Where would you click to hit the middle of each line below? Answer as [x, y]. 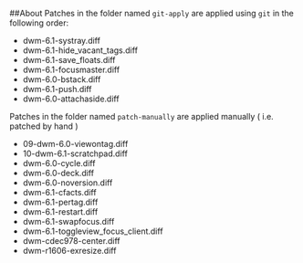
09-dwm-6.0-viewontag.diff [75, 144]
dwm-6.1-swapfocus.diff [68, 221]
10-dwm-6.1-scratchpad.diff [75, 153]
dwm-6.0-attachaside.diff [71, 99]
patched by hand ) [44, 126]
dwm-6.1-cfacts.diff [60, 192]
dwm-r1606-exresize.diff [69, 251]
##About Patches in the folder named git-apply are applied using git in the [152, 13]
